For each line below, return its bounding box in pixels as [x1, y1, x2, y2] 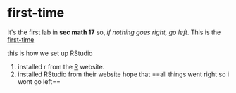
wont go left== [17, 77, 61, 85]
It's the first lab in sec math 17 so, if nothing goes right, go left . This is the [7, 28, 221, 36]
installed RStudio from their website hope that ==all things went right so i [17, 70, 230, 78]
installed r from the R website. [17, 62, 105, 71]
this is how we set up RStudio [7, 49, 93, 57]
